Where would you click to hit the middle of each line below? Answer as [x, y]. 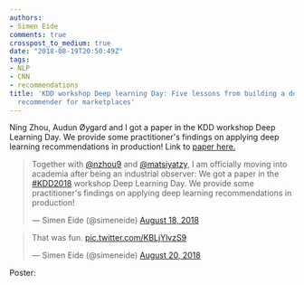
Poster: [23, 273]
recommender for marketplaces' [76, 102]
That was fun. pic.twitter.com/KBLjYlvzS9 [109, 238]
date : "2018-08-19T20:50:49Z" [66, 52]
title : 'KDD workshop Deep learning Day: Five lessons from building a [147, 93]
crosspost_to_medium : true [60, 43]
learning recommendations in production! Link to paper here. [123, 147]
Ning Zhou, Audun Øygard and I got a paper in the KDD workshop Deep [142, 128]
